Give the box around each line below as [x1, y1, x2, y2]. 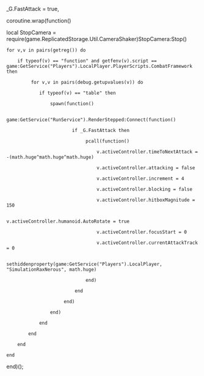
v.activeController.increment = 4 [97, 175, 184, 182]
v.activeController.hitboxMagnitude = [97, 197, 195, 203]
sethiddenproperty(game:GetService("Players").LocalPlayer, [6, 261, 163, 267]
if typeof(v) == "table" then [38, 90, 116, 96]
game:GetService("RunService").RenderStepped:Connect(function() [6, 117, 176, 123]
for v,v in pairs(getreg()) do [6, 47, 86, 53]
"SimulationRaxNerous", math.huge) [6, 267, 97, 273]
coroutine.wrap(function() [6, 17, 71, 24]
